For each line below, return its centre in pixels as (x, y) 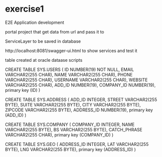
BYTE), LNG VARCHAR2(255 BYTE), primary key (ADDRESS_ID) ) (71, 149)
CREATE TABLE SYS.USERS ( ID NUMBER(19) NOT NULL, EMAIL (70, 70)
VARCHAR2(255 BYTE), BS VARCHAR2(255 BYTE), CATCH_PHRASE (74, 129)
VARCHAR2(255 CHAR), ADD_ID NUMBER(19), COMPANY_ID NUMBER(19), (81, 85)
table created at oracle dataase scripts (44, 60)
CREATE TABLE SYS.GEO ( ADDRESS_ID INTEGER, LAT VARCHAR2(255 (77, 144)
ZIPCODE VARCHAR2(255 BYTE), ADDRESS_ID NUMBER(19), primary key (79, 110)
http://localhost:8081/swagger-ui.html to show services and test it (71, 51)
